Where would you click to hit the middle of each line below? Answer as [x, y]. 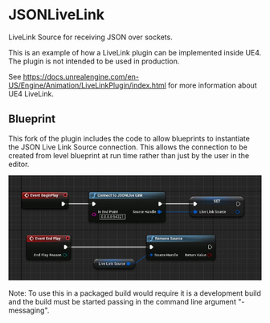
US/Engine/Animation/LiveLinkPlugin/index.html [87, 85]
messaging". [29, 310]
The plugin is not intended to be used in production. [94, 61]
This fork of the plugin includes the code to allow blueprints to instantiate [129, 138]
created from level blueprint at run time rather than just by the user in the [129, 155]
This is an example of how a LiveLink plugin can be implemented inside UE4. [135, 52]
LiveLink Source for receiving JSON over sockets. [90, 37]
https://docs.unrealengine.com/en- [81, 76]
